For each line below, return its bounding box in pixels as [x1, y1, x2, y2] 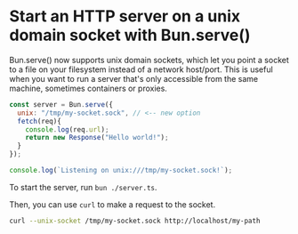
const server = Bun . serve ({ [9, 100, 114, 109]
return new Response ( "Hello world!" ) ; [25, 133, 169, 142]
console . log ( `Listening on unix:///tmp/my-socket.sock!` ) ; [9, 166, 233, 175]
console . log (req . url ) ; [25, 125, 109, 134]
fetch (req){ [17, 117, 62, 125]
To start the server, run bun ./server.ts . [9, 182, 157, 192]
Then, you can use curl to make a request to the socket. [9, 198, 216, 210]
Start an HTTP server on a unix [9, 6, 241, 27]
